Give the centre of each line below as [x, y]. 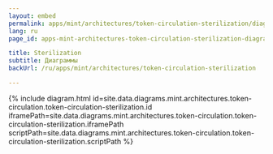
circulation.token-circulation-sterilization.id [80, 107]
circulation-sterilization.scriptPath [65, 141]
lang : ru [23, 31]
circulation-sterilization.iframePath [66, 124]
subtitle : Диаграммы [43, 61]
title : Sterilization [45, 53]
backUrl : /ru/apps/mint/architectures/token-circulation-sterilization [132, 68]
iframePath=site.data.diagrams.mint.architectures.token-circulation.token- [133, 115]
